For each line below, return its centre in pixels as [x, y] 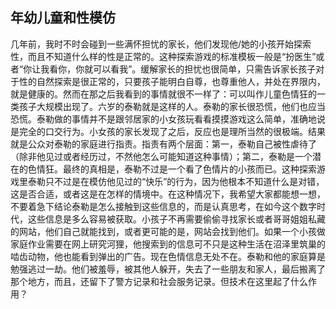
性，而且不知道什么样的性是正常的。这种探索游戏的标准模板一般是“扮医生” [163, 56]
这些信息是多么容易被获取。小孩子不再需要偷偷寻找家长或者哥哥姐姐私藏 [176, 219]
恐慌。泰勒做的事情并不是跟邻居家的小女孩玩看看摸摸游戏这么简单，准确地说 [168, 119]
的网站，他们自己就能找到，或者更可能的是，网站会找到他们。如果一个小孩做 [168, 231]
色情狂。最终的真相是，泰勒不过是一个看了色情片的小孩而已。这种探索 [172, 169]
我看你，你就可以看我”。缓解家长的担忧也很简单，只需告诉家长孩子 [178, 69]
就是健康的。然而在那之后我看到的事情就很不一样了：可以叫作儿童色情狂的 [163, 94]
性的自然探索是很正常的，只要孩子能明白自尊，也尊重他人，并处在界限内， [172, 81]
